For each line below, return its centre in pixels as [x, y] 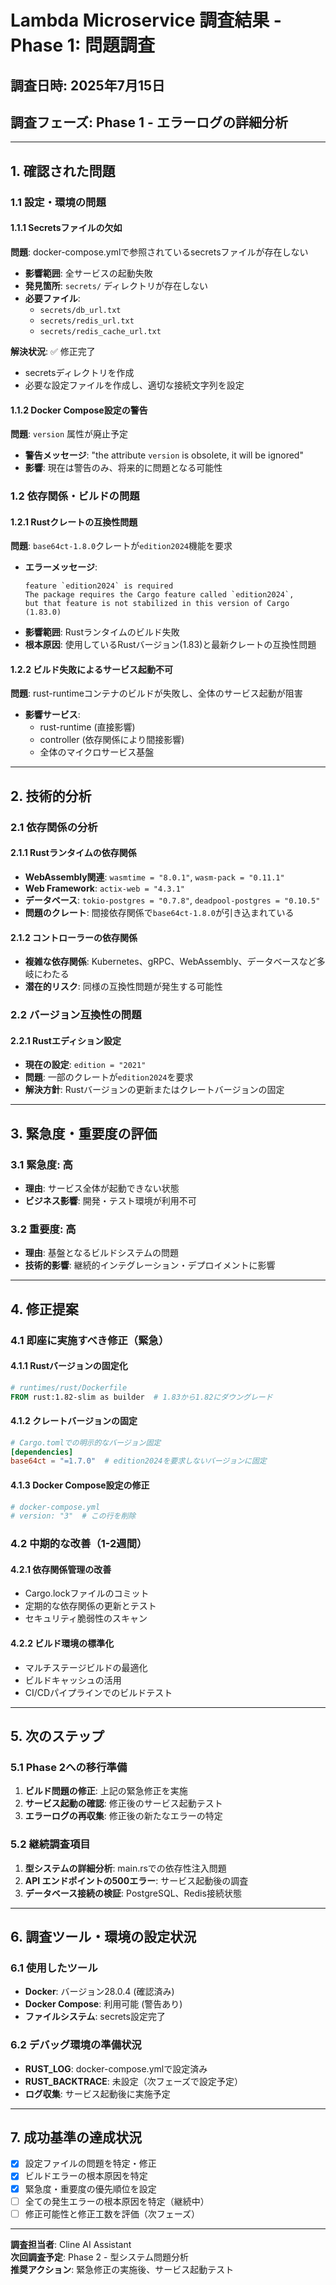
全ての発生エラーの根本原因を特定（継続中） [117, 2201]
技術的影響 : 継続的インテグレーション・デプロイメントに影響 [150, 1265]
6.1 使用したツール [54, 1968]
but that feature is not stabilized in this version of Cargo [157, 604]
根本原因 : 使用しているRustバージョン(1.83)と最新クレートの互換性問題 [170, 645]
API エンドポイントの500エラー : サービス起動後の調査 [136, 1880]
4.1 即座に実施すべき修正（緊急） [90, 1340]
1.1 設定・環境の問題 [58, 202]
